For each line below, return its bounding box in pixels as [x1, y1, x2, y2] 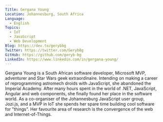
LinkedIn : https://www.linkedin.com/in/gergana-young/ [5, 57, 119, 62]
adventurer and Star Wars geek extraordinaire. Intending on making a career [5, 75, 158, 81]
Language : [5, 16, 25, 21]
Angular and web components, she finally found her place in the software [5, 91, 152, 97]
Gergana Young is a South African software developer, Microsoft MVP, [5, 70, 146, 76]
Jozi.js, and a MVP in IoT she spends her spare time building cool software [5, 101, 155, 107]
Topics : [5, 25, 21, 30]
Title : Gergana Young [5, 7, 49, 12]
